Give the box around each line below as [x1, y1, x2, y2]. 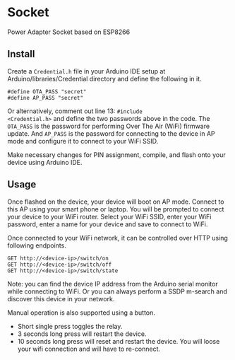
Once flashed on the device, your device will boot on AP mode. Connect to [7, 197, 224, 206]
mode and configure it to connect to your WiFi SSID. [7, 137, 159, 145]
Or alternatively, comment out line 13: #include [7, 107, 143, 115]
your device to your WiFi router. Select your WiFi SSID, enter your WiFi [7, 212, 212, 221]
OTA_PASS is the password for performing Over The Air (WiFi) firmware [7, 122, 210, 130]
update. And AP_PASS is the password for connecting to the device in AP [7, 129, 215, 138]
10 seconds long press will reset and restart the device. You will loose [17, 337, 220, 345]
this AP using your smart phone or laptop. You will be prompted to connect [7, 204, 224, 213]
